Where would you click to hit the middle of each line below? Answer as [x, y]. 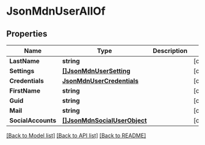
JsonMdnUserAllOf [56, 11]
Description [170, 51]
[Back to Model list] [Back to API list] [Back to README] [76, 136]
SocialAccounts [33, 120]
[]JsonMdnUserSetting [96, 71]
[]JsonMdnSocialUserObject [104, 120]
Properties [27, 34]
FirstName [25, 91]
